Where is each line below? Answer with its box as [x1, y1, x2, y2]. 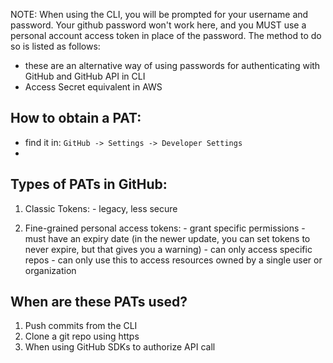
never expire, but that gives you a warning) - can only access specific [24, 243, 313, 255]
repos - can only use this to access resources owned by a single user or [24, 254, 323, 266]
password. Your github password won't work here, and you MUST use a [10, 19, 307, 31]
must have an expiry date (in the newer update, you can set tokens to [24, 232, 311, 244]
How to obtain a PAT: [10, 110, 142, 127]
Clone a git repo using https [24, 330, 140, 343]
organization [24, 264, 77, 276]
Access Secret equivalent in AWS [24, 81, 163, 93]
